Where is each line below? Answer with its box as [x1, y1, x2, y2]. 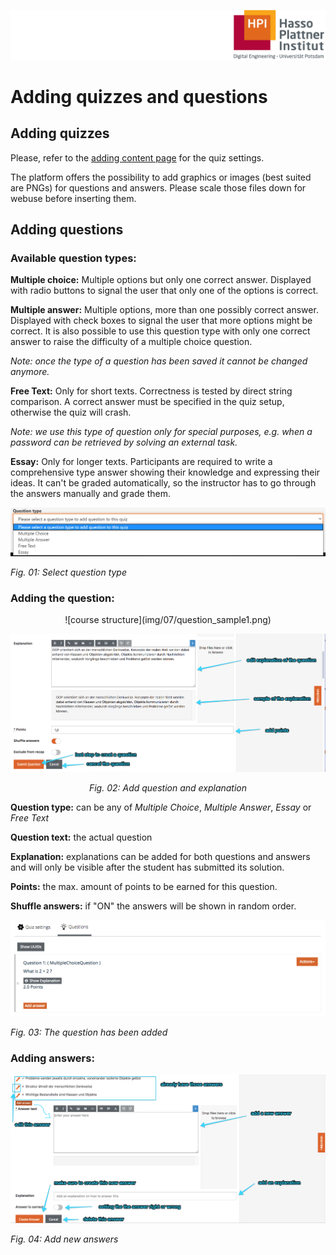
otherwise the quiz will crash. [10, 406, 132, 419]
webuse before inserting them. [10, 192, 137, 204]
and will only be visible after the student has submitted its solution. [10, 861, 285, 874]
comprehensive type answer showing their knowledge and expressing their [10, 466, 321, 479]
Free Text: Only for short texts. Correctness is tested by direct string [10, 385, 293, 397]
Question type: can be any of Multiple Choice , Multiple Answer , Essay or [10, 801, 312, 814]
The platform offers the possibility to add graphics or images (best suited [10, 171, 312, 183]
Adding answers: [10, 1051, 95, 1065]
